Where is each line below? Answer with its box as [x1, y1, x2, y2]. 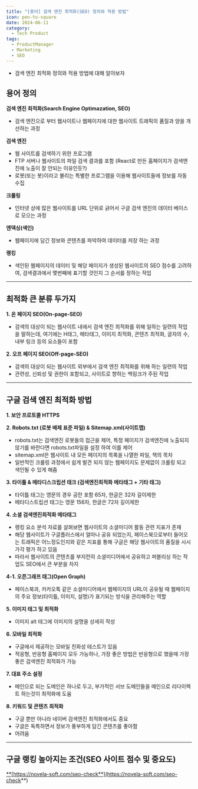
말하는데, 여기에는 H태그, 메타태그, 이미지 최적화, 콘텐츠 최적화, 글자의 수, [21, 331, 190, 338]
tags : [6, 36, 19, 42]
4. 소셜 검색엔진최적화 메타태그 [6, 511, 77, 518]
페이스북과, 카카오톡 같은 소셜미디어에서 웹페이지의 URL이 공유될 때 [14, 586, 170, 593]
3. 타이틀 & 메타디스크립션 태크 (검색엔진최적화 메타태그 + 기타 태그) [6, 479, 161, 486]
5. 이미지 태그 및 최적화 [6, 606, 59, 613]
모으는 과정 [21, 212, 47, 219]
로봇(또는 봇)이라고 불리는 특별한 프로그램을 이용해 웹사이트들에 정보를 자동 [14, 172, 187, 179]
